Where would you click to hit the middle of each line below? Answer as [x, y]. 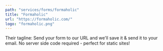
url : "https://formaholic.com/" [39, 19]
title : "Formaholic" [27, 14]
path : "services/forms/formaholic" [42, 10]
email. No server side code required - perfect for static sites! [67, 43]
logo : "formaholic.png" [30, 24]
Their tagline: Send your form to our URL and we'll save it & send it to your [81, 38]
